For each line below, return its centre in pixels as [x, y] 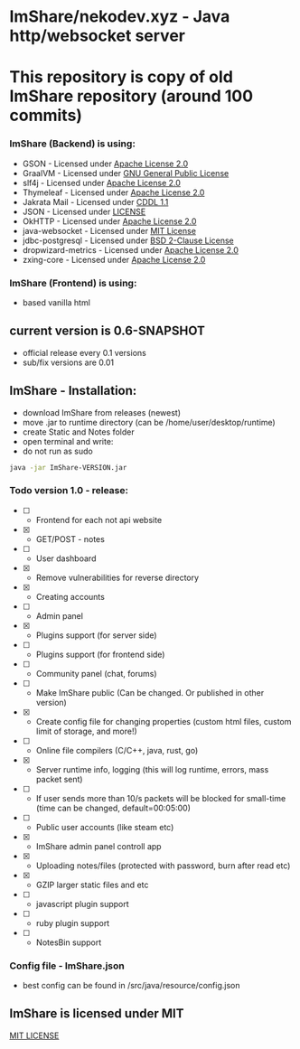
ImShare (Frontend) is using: [73, 283]
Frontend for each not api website [99, 520]
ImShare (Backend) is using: [72, 144]
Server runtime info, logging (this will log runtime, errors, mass [152, 769]
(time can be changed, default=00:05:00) [113, 808]
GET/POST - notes [70, 539]
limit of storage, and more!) [86, 731]
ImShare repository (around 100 [131, 96]
